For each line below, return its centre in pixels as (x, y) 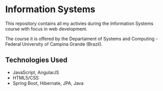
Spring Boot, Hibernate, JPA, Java (48, 83)
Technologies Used (36, 60)
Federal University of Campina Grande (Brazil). (54, 44)
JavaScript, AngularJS (36, 72)
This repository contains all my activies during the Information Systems (79, 23)
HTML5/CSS (26, 78)
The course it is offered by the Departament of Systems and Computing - (81, 39)
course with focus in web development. (46, 28)
